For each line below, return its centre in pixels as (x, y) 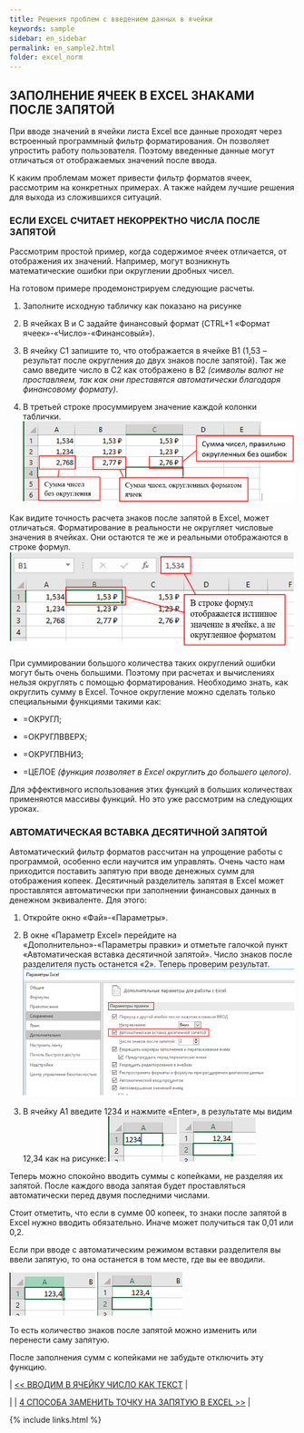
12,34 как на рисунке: (64, 1158)
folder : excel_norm (46, 58)
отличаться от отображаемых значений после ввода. (113, 160)
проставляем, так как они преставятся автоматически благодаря (152, 380)
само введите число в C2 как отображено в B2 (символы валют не (153, 370)
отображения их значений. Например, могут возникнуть (120, 261)
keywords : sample (42, 29)
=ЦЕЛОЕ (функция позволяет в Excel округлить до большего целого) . (157, 772)
